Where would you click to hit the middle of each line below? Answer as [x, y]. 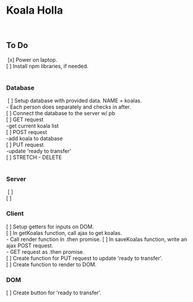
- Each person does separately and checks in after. [69, 107]
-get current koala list [33, 126]
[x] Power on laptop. [32, 59]
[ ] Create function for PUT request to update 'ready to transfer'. [85, 258]
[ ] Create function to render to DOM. [51, 264]
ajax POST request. [30, 245]
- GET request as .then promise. [45, 252]
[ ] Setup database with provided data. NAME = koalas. [75, 101]
